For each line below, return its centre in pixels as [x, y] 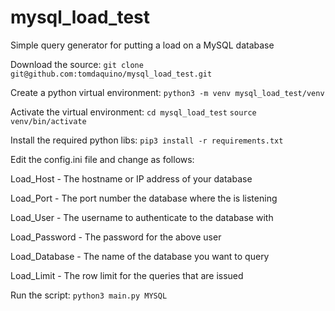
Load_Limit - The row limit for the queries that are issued [127, 275]
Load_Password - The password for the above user [116, 237]
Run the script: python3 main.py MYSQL [89, 295]
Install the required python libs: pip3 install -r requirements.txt [147, 140]
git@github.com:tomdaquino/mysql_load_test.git [111, 74]
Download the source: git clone [77, 64]
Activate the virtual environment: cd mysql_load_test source [133, 112]
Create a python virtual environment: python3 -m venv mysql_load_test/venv [167, 92]
